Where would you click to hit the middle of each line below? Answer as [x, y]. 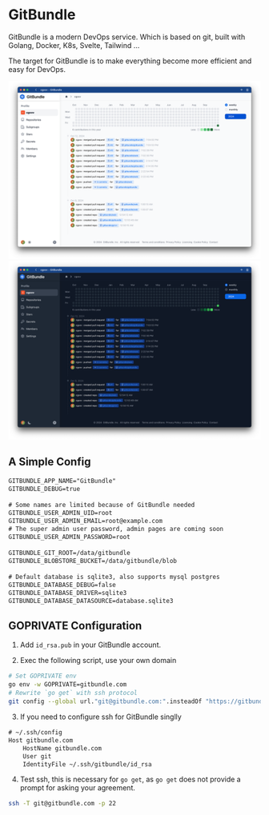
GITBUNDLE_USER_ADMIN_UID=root [60, 513]
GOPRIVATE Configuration [75, 625]
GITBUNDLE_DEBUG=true [44, 489]
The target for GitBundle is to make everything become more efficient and [130, 61]
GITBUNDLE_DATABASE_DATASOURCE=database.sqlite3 [91, 601]
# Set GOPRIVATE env [43, 676]
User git [37, 756]
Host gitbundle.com [41, 740]
